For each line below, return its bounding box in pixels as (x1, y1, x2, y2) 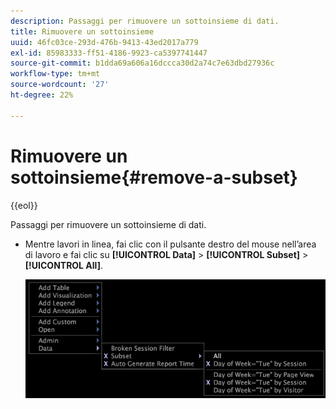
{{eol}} (10, 199, 38, 211)
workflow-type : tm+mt (10, 69, 101, 79)
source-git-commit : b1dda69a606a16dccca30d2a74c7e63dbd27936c (10, 58, 275, 69)
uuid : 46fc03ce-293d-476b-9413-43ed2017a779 (10, 37, 199, 47)
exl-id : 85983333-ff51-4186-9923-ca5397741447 (10, 48, 208, 58)
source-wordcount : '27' (10, 80, 110, 90)
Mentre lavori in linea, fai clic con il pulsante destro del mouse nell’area (24, 238, 317, 250)
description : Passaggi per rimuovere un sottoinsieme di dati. (10, 16, 280, 26)
